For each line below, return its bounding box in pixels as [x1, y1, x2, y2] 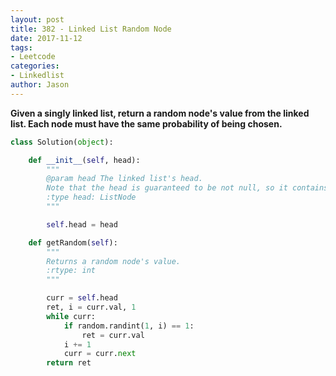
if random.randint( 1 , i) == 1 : [63, 321, 195, 331]
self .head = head [46, 219, 118, 230]
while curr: [46, 311, 97, 321]
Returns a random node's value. [46, 256, 182, 266]
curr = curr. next [63, 349, 137, 359]
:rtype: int [46, 266, 97, 276]
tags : [10, 42, 33, 53]
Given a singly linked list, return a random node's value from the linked [10, 107, 310, 119]
